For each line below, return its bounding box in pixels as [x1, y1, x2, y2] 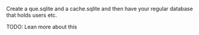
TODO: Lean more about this [6, 24, 77, 30]
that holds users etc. [6, 11, 57, 19]
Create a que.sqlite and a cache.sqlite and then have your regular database [6, 5, 193, 12]
